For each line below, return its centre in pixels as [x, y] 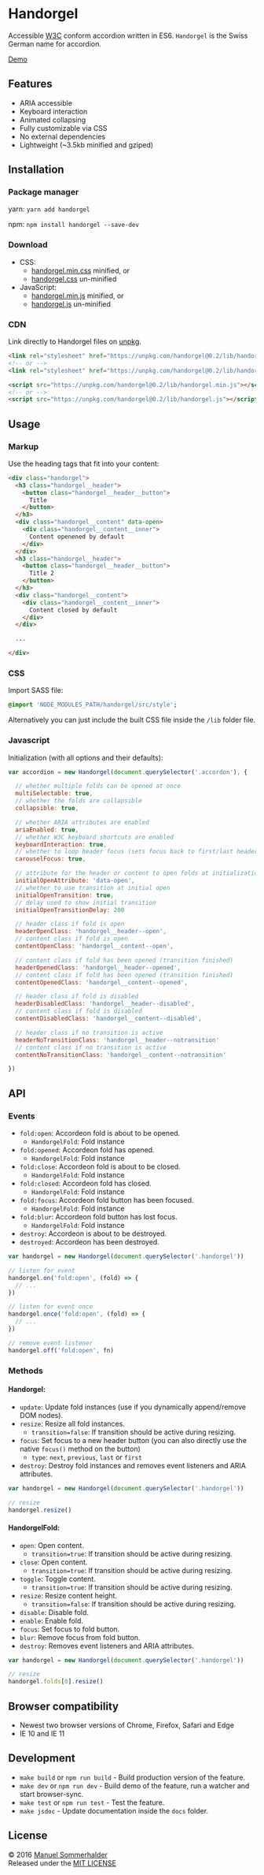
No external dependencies [62, 136]
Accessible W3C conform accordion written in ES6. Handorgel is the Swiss [128, 35]
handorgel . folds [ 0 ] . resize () [56, 1682]
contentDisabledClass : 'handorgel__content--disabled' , [108, 1019]
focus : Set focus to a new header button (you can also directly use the [133, 1440]
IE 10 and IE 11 [42, 1734]
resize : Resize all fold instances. [72, 1423]
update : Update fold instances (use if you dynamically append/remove [133, 1407]
